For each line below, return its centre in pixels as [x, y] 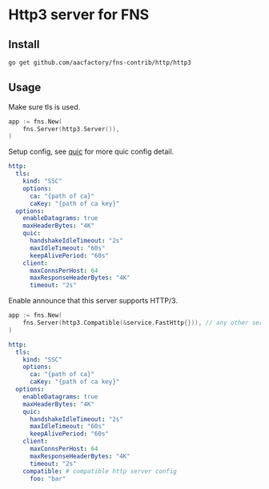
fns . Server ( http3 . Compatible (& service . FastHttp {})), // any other [136, 323]
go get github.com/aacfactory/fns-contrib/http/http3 [100, 62]
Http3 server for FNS [79, 15]
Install [24, 44]
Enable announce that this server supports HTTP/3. [93, 301]
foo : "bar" [48, 479]
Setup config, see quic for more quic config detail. [91, 152]
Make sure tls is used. [44, 106]
